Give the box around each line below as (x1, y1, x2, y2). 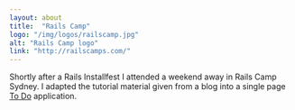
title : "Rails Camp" (9, 22, 91, 31)
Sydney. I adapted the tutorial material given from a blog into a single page (9, 81, 286, 92)
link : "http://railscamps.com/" (9, 47, 131, 56)
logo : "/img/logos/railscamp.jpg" (9, 30, 140, 39)
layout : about (9, 13, 63, 23)
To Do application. (9, 91, 78, 102)
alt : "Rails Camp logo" (9, 38, 99, 48)
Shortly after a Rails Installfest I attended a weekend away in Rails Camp (9, 71, 277, 82)
